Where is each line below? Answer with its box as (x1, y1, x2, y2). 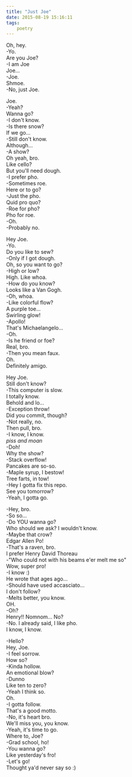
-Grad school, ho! (6, 739, 49, 746)
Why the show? (6, 450, 44, 457)
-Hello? (6, 638, 24, 645)
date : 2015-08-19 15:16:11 (6, 14, 73, 20)
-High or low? (6, 268, 40, 275)
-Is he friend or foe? (6, 337, 55, 344)
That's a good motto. (6, 707, 57, 714)
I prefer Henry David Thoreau (6, 550, 78, 557)
